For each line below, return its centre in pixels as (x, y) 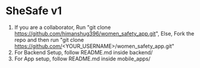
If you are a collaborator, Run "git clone (63, 27)
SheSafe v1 (34, 11)
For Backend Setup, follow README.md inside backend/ (84, 52)
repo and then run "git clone (49, 40)
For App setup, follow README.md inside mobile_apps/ (82, 59)
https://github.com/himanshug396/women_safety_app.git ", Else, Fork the (104, 33)
